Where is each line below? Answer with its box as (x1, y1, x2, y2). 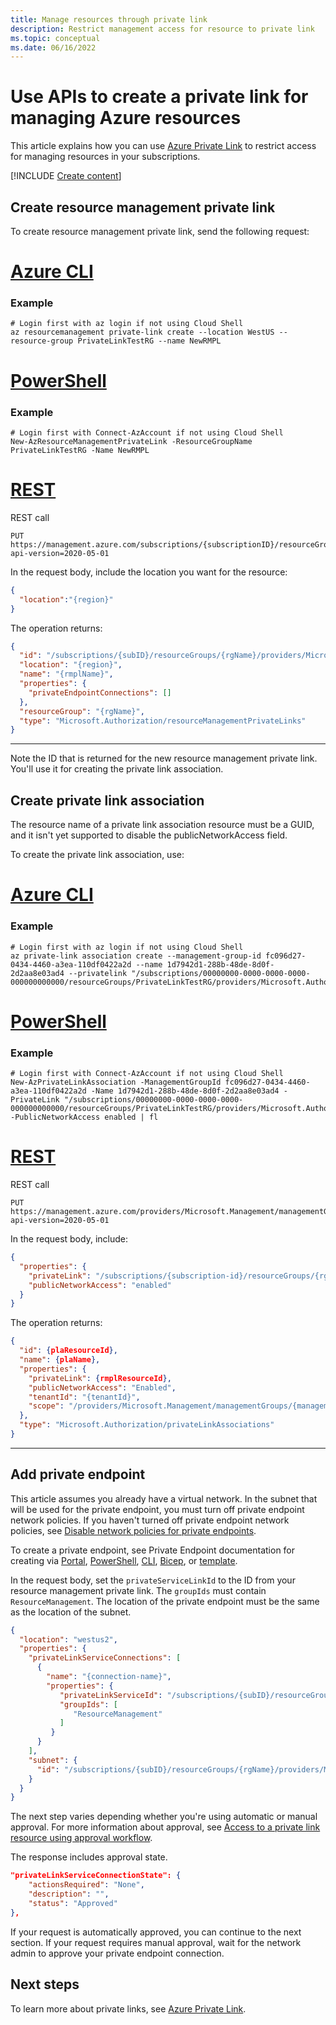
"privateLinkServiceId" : (59, 1690, 163, 1700)
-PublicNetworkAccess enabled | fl (10, 1112, 159, 1123)
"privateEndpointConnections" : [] (28, 687, 172, 698)
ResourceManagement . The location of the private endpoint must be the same (10, 1595, 320, 1607)
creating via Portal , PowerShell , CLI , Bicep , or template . (10, 1554, 238, 1566)
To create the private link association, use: (10, 849, 185, 861)
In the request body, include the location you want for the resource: (10, 566, 288, 578)
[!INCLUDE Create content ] (10, 170, 122, 182)
